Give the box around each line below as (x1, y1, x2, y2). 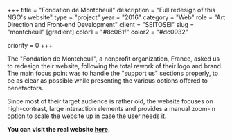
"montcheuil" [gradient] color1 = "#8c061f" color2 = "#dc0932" (7, 28, 189, 36)
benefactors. (7, 84, 44, 92)
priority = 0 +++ (7, 41, 53, 49)
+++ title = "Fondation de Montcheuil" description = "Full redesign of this (7, 6, 216, 14)
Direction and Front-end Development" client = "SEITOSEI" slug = (7, 21, 195, 28)
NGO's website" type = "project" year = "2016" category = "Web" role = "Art (7, 13, 226, 21)
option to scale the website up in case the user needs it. (7, 112, 167, 120)
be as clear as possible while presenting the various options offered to (7, 77, 208, 85)
